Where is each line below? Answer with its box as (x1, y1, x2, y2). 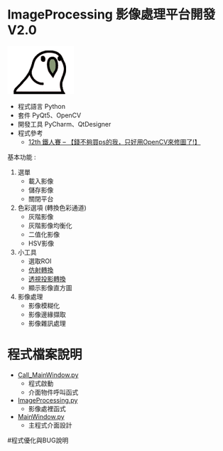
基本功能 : (7, 152, 36, 161)
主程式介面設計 (28, 420, 72, 429)
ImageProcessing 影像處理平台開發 (7, 6, 215, 23)
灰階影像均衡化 (28, 221, 72, 230)
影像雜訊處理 (28, 319, 66, 327)
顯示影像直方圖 (28, 283, 72, 292)
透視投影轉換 (28, 275, 66, 283)
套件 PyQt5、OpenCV (17, 111, 82, 120)
